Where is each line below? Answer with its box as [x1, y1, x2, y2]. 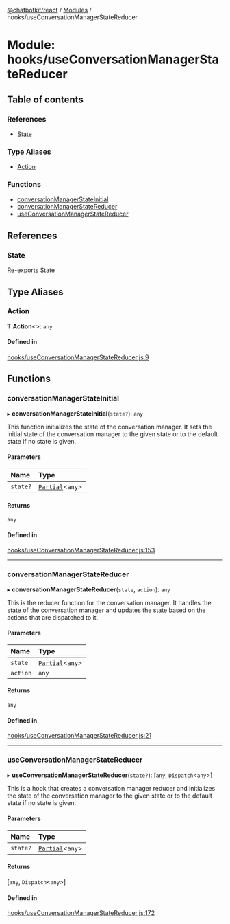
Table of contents [7, 93, 84, 105]
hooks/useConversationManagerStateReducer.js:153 [7, 546, 155, 554]
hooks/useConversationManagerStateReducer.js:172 [7, 909, 155, 917]
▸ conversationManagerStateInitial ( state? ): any [7, 409, 144, 418]
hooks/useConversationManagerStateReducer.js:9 [7, 353, 149, 361]
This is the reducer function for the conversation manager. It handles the [7, 598, 212, 607]
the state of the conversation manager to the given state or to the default [7, 791, 212, 800]
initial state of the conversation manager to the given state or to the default [7, 429, 218, 438]
